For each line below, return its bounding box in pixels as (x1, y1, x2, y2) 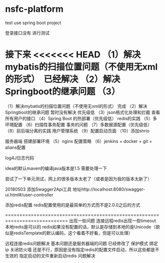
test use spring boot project (5, 20, 62, 26)
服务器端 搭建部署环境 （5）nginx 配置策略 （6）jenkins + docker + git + (5, 138, 153, 144)
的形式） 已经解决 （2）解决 (5, 74, 121, 85)
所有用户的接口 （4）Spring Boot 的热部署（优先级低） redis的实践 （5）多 (5, 115, 158, 121)
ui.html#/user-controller (5, 192, 54, 197)
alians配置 (5, 144, 26, 150)
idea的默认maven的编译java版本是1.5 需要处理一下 (5, 165, 107, 171)
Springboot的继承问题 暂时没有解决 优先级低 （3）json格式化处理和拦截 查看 (5, 109, 160, 115)
